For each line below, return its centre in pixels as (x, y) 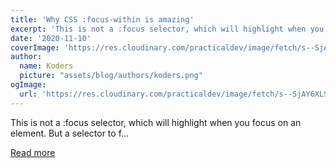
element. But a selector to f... (70, 133)
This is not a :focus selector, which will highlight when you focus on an (156, 122)
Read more (33, 152)
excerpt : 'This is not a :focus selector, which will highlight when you (167, 29)
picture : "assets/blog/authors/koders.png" (111, 76)
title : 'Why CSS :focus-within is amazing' (102, 19)
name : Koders (46, 66)
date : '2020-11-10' (51, 38)
